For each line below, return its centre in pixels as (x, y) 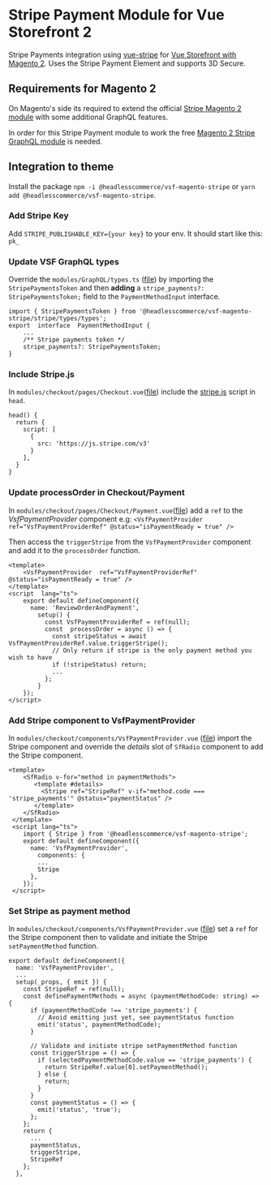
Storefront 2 (50, 32)
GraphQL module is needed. (56, 141)
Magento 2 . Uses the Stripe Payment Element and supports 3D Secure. (127, 63)
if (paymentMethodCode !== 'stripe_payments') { (114, 1011)
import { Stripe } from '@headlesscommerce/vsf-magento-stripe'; (136, 834)
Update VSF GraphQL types (64, 261)
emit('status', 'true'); (80, 1110)
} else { (52, 1075)
